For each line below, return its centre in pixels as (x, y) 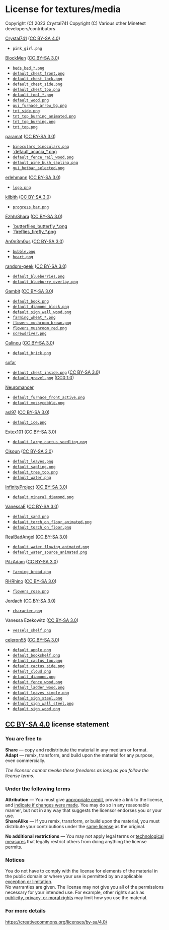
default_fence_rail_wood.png (43, 157)
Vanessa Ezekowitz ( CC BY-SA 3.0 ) (42, 620)
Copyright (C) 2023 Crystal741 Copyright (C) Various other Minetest (75, 23)
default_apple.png (32, 650)
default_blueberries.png (38, 276)
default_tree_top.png (35, 472)
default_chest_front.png (38, 73)
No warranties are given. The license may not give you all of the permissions (84, 887)
